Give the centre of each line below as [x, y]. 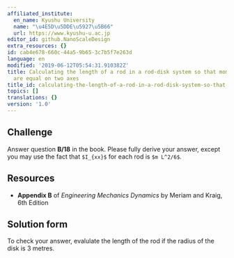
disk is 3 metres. [31, 248]
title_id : [22, 85]
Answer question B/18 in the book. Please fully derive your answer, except [114, 149]
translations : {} [32, 98]
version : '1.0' [29, 104]
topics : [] [23, 91]
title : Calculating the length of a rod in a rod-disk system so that [112, 72]
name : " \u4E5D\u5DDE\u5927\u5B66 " [63, 26]
